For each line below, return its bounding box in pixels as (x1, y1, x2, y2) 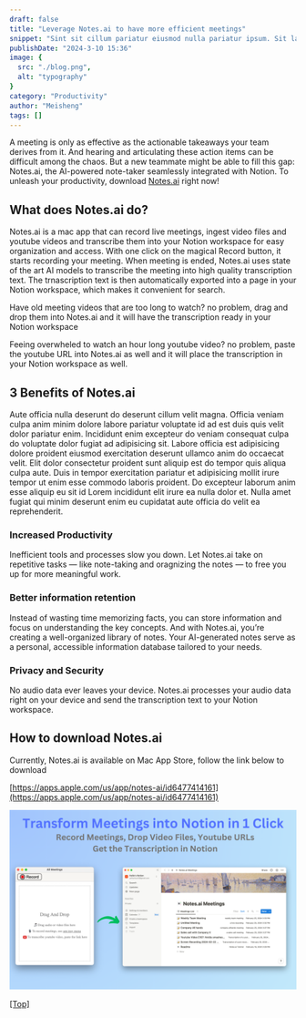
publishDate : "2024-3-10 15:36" (9, 44, 132, 53)
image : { (9, 53, 43, 63)
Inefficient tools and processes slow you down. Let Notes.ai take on (9, 550, 264, 560)
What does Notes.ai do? (9, 201, 148, 218)
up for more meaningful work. (9, 569, 121, 580)
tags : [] (9, 110, 43, 120)
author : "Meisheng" (9, 101, 84, 110)
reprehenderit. (9, 506, 64, 517)
